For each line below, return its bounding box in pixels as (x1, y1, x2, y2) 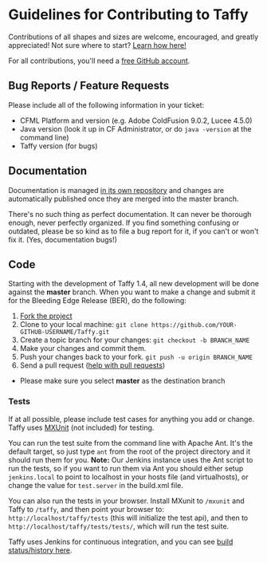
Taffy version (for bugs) (19, 141, 98, 151)
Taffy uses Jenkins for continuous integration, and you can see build (8, 537, 234, 546)
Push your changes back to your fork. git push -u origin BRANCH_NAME (19, 352, 253, 362)
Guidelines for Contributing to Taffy (8, 6, 249, 24)
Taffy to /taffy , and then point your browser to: (8, 504, 165, 514)
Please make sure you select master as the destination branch (19, 376, 226, 386)
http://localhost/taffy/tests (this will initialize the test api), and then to (8, 513, 249, 522)
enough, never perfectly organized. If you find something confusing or (8, 218, 239, 227)
